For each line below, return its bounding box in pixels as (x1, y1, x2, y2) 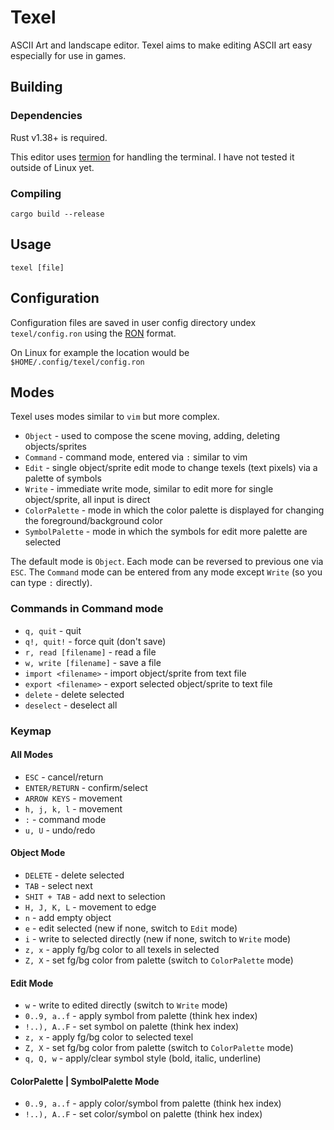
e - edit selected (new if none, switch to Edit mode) (24, 922, 238, 934)
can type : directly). (10, 577, 93, 589)
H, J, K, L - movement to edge (24, 901, 157, 913)
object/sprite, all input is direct (24, 494, 151, 506)
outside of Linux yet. (10, 161, 95, 173)
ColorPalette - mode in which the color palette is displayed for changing (24, 504, 325, 516)
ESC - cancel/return (24, 771, 104, 783)
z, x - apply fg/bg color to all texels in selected (24, 943, 220, 955)
